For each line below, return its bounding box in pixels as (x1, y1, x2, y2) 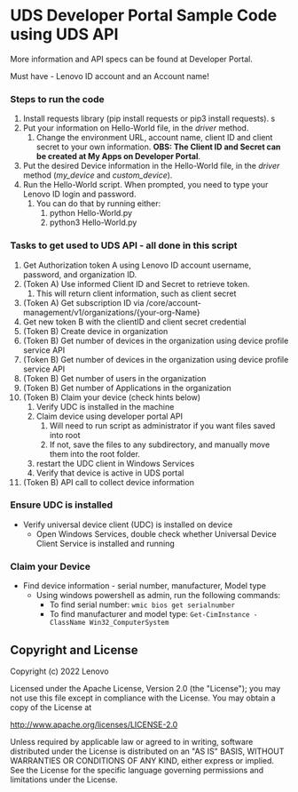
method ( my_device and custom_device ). (22, 170, 173, 180)
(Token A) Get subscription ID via (22, 297, 145, 308)
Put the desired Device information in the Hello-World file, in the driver (22, 161, 280, 172)
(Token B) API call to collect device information (22, 476, 194, 487)
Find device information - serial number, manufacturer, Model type (22, 580, 267, 591)
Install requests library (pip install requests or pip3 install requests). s (22, 113, 276, 124)
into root (49, 429, 81, 440)
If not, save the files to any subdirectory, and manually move (49, 439, 271, 450)
